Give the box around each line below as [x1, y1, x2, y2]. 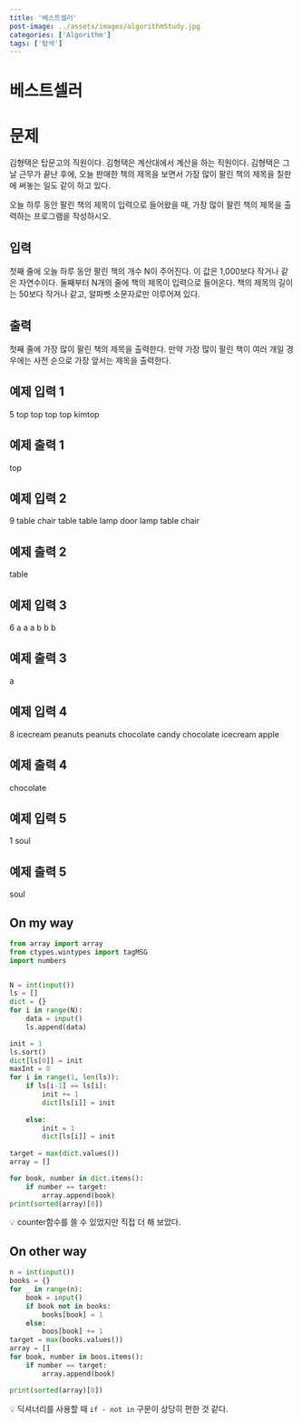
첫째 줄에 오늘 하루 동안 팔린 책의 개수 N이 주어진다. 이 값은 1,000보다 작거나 [9, 266, 279, 277]
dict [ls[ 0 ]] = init [9, 1056, 83, 1065]
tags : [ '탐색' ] [9, 38, 63, 48]
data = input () [25, 1015, 83, 1024]
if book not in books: [25, 1301, 112, 1310]
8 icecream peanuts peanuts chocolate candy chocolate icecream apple [9, 728, 279, 739]
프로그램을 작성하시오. [33, 211, 112, 222]
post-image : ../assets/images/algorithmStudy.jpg [9, 22, 201, 31]
